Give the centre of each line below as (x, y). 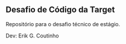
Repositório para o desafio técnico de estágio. (63, 24)
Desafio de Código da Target (60, 10)
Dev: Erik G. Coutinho (32, 36)
